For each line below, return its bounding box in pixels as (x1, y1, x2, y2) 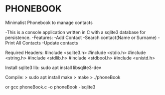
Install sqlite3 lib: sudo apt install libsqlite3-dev (5, 64, 101, 70)
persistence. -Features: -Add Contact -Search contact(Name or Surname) (5, 34, 157, 40)
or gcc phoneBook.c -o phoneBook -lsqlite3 (5, 83, 96, 90)
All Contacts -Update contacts (15, 39, 78, 45)
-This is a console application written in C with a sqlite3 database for (5, 29, 146, 35)
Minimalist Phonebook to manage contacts (5, 19, 93, 25)
